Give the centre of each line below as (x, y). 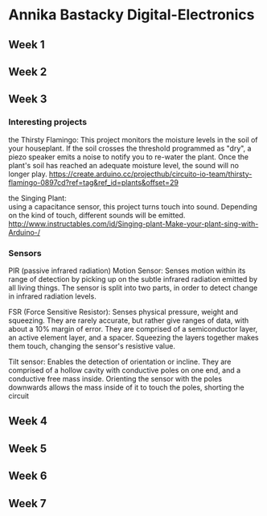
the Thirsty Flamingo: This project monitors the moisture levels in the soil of (133, 139)
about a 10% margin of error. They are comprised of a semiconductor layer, (133, 328)
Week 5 (27, 448)
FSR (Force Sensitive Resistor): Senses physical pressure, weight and (123, 312)
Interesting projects (47, 122)
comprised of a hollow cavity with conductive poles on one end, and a (125, 370)
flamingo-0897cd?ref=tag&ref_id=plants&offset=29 (94, 182)
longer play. (28, 174)
